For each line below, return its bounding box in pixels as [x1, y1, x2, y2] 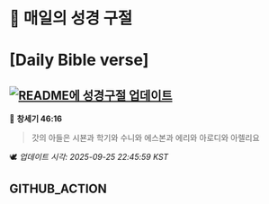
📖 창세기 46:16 [9, 113, 63, 124]
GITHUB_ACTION [9, 181, 108, 196]
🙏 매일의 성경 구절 [9, 8, 133, 29]
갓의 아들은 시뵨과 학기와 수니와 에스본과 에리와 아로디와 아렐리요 [31, 132, 260, 144]
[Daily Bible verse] [9, 50, 149, 70]
